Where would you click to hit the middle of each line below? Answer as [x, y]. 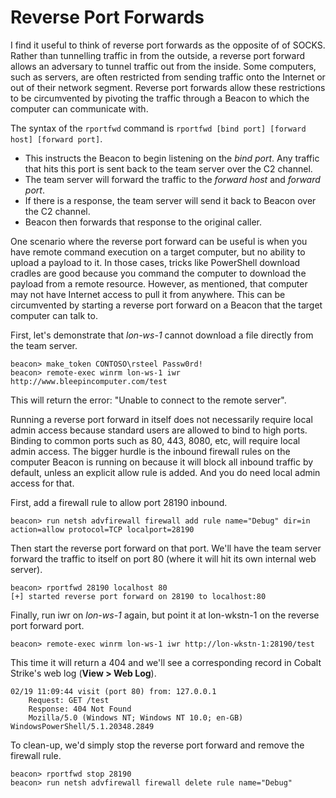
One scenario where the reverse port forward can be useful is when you [159, 241]
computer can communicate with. [79, 108]
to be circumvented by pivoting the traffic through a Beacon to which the [160, 98]
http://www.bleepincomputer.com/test [89, 381]
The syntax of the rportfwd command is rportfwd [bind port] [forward [158, 128]
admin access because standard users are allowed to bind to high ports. [159, 430]
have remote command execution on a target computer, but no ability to [158, 252]
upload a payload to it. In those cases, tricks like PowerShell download [155, 262]
